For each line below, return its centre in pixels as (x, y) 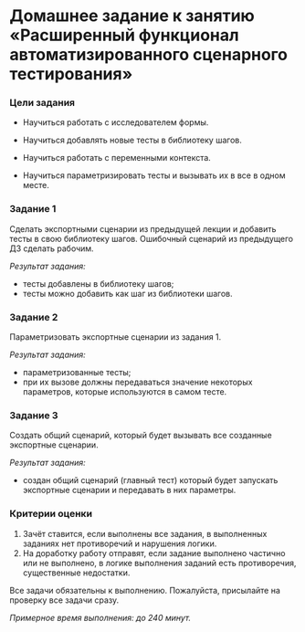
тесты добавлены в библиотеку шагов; (98, 283)
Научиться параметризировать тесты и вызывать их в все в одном (154, 175)
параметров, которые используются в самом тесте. (125, 392)
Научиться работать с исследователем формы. (116, 122)
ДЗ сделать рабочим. (52, 248)
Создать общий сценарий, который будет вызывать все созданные (141, 436)
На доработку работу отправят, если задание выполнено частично (154, 553)
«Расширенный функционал (124, 35)
